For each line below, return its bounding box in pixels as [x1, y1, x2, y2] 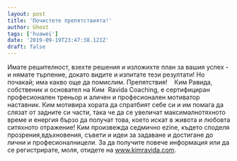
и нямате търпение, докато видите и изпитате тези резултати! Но [7, 70, 205, 79]
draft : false [7, 43, 46, 50]
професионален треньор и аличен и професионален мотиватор [7, 93, 200, 101]
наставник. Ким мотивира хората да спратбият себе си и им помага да [7, 101, 224, 109]
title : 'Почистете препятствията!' [7, 17, 112, 24]
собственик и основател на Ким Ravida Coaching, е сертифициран [7, 86, 210, 94]
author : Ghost [7, 23, 50, 30]
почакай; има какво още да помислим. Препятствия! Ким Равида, [7, 78, 213, 86]
